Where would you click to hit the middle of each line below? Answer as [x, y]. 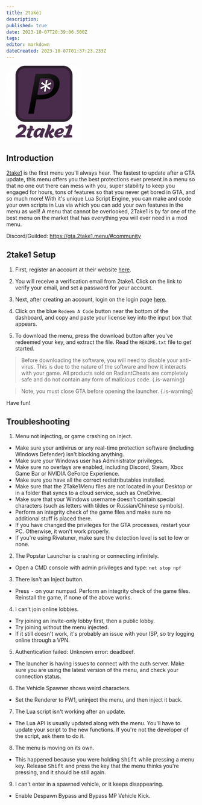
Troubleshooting [38, 422]
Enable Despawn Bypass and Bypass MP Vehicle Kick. [83, 796]
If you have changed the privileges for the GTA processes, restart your [103, 525]
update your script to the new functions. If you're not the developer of [102, 730]
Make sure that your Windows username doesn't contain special [95, 499]
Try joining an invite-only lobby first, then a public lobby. [85, 621]
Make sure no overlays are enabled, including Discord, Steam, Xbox [99, 467]
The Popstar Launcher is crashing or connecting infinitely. [87, 556]
